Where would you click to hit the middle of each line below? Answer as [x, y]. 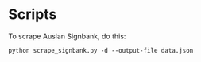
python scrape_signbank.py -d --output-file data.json [101, 50]
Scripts [33, 15]
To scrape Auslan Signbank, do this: [67, 36]
